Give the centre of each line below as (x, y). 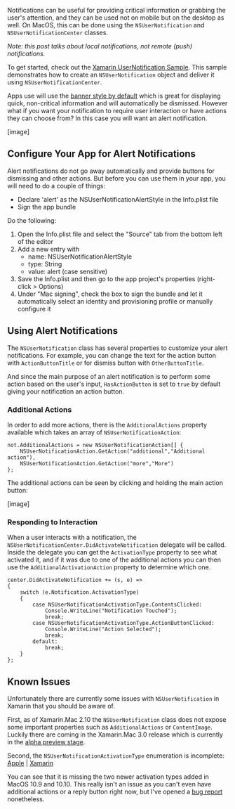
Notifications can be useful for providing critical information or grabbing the (116, 10)
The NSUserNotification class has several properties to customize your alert (117, 348)
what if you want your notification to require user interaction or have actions (117, 111)
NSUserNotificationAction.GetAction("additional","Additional (113, 451)
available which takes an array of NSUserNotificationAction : (94, 432)
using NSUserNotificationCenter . (55, 82)
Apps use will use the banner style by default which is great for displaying (114, 96)
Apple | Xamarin (31, 763)
